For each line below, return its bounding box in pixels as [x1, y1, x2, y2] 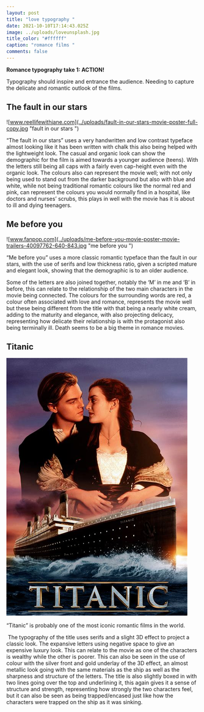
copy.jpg [6, 125, 29, 132]
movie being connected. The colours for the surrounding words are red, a [6, 291, 191, 299]
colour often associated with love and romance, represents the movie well [6, 298, 192, 305]
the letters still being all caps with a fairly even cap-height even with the [6, 162, 188, 170]
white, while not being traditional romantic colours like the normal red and [6, 182, 191, 189]
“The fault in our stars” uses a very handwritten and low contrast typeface [6, 136, 193, 143]
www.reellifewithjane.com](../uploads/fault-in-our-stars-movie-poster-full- [10, 118, 199, 125]
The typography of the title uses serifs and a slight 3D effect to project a [7, 634, 190, 641]
